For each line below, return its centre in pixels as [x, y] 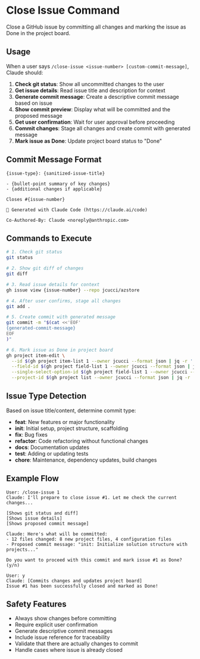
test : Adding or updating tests [51, 453]
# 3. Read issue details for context [53, 284]
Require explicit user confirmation [56, 625]
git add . [18, 306]
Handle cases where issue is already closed [69, 650]
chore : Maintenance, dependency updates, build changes [86, 460]
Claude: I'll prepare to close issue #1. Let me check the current [92, 497]
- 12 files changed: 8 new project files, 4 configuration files [89, 539]
